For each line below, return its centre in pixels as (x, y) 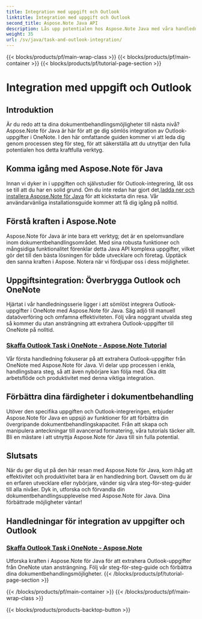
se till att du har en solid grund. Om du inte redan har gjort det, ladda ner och (100, 190)
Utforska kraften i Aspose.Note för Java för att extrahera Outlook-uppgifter (99, 561)
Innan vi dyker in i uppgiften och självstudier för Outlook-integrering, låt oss (100, 183)
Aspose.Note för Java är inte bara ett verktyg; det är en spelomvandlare (95, 236)
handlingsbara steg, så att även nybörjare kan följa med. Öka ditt (86, 372)
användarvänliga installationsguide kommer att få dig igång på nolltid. (92, 202)
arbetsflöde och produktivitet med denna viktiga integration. (81, 378)
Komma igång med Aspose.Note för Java (85, 169)
